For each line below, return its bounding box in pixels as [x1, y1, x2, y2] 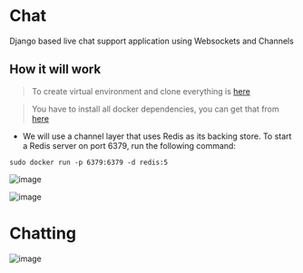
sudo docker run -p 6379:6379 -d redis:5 [9, 158, 169, 167]
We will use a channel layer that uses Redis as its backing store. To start [22, 131, 292, 141]
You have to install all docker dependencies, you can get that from [31, 103, 279, 114]
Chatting [9, 223, 77, 243]
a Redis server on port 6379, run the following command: [22, 140, 236, 151]
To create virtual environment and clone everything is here [31, 85, 251, 96]
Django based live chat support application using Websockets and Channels [9, 35, 295, 46]
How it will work [9, 62, 102, 77]
